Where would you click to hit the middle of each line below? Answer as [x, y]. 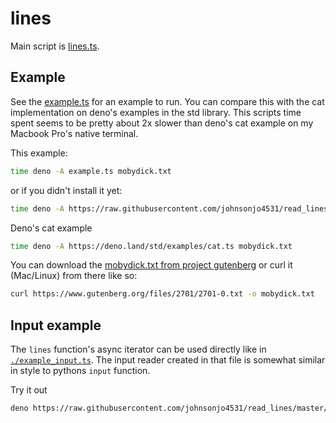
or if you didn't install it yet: [66, 190]
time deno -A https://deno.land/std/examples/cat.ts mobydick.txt [151, 246]
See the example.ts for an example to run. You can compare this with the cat [167, 101]
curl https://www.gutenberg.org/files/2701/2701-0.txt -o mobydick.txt [162, 294]
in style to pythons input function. [80, 371]
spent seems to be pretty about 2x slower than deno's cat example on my [162, 123]
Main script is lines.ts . [55, 46]
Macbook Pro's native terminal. [74, 133]
